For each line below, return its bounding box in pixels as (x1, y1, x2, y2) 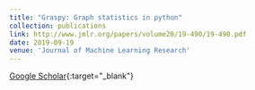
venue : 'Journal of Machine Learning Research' (9, 46, 191, 55)
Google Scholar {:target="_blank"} (9, 70, 135, 81)
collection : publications (9, 21, 106, 30)
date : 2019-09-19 (9, 37, 75, 47)
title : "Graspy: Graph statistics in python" (9, 12, 182, 22)
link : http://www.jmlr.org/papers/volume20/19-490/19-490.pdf (9, 29, 247, 38)
